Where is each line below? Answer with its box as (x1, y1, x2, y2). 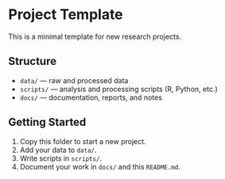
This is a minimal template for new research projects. (8, 32, 181, 41)
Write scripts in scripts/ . (19, 153, 102, 163)
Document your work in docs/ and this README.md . (19, 162, 181, 171)
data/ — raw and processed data (19, 75, 129, 85)
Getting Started (8, 116, 87, 129)
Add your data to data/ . (19, 145, 97, 154)
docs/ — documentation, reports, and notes (19, 93, 163, 102)
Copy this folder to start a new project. (19, 136, 146, 146)
